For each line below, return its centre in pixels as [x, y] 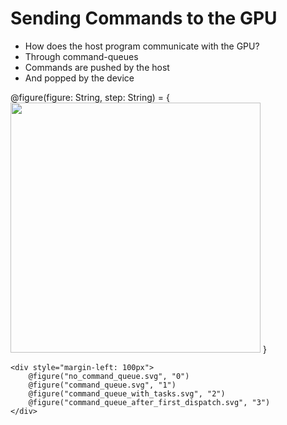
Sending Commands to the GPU [144, 18]
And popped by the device [79, 78]
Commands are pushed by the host [97, 67]
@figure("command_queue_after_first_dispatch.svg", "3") [149, 402]
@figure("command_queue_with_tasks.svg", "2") [127, 393]
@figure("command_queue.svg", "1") [102, 385]
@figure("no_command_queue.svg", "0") [109, 376]
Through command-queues [81, 56]
